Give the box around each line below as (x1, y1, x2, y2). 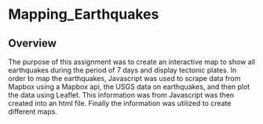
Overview (8, 37, 57, 50)
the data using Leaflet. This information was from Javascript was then (8, 90, 235, 99)
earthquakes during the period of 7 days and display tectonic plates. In (8, 66, 237, 75)
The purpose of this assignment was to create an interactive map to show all (8, 57, 255, 66)
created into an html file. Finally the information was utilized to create (8, 99, 232, 108)
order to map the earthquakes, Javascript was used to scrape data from (8, 74, 241, 83)
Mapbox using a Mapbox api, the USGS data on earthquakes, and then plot (8, 82, 250, 91)
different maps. (8, 107, 57, 116)
